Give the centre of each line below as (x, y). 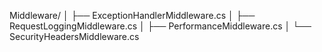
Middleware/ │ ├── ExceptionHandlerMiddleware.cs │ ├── (132, 15)
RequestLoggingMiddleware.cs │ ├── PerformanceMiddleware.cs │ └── (160, 26)
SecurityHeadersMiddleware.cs (74, 36)
